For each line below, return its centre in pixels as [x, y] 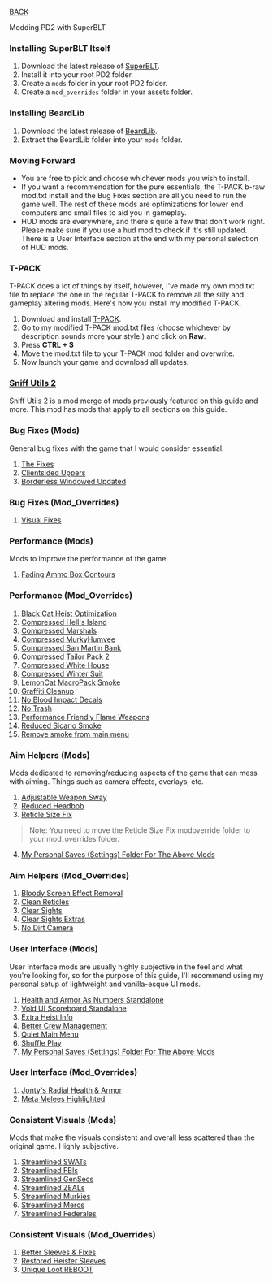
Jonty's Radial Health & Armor [71, 1090]
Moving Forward [42, 160]
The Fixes [37, 464]
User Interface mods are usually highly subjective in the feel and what [126, 967]
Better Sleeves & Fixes [58, 1252]
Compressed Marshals [58, 630]
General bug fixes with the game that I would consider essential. [117, 448]
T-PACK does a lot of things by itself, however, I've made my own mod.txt [132, 286]
